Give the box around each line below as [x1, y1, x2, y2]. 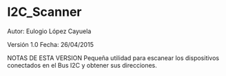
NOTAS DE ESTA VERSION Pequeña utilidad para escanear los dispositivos [7, 53, 219, 62]
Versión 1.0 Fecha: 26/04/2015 [7, 40, 94, 48]
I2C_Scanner [7, 4, 82, 20]
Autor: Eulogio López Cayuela [7, 27, 92, 35]
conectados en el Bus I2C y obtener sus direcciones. [7, 61, 157, 69]
